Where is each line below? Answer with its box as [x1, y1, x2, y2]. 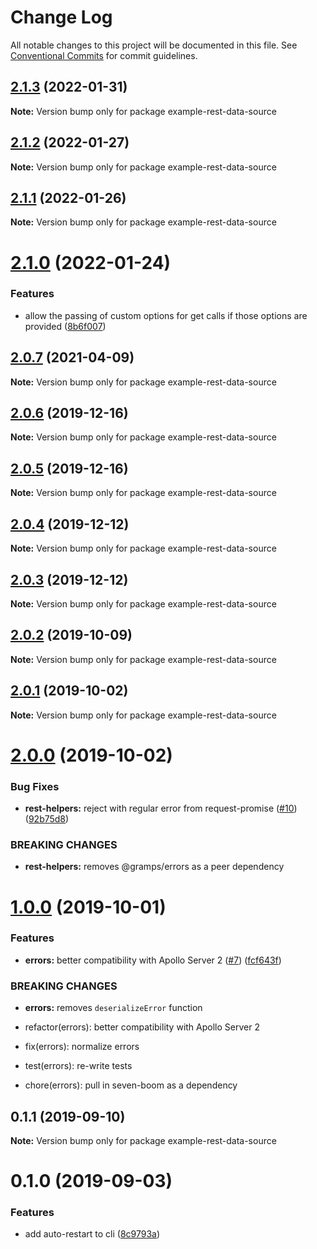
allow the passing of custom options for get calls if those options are [24, 309, 308, 321]
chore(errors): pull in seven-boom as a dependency [24, 1079, 238, 1091]
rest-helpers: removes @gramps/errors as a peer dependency [24, 861, 285, 873]
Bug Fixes [10, 779, 60, 793]
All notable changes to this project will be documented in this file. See [10, 39, 298, 51]
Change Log [10, 6, 113, 29]
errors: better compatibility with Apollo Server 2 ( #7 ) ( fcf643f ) [24, 954, 282, 966]
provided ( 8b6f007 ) [24, 320, 107, 332]
